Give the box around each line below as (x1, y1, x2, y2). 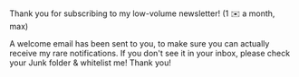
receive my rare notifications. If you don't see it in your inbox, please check (9, 48, 291, 58)
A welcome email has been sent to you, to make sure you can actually (9, 38, 270, 48)
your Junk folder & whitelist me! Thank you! (9, 57, 172, 68)
